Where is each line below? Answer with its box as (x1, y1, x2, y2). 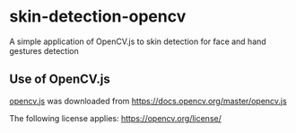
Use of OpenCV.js (9, 72, 110, 87)
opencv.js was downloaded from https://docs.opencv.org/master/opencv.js (9, 95, 287, 106)
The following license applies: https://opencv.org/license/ (9, 112, 222, 123)
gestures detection (9, 45, 79, 56)
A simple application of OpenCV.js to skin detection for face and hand (9, 36, 266, 47)
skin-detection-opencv (9, 6, 187, 27)
